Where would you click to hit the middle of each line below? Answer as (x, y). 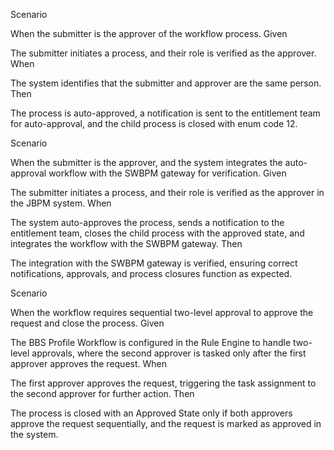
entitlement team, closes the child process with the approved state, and (157, 233)
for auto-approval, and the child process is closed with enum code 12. (154, 123)
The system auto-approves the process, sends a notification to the (147, 222)
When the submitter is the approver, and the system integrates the (146, 162)
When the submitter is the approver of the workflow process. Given (149, 33)
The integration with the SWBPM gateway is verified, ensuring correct (154, 263)
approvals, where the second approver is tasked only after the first (169, 353)
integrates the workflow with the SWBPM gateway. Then (126, 243)
